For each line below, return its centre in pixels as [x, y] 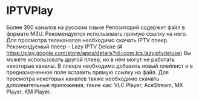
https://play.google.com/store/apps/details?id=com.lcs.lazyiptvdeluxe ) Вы [99, 53]
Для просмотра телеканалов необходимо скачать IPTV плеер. [87, 40]
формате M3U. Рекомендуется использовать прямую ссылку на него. [97, 33]
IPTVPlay [30, 11]
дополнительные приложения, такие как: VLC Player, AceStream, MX [95, 85]
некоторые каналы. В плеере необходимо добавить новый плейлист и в [100, 66]
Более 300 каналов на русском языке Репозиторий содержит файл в [96, 27]
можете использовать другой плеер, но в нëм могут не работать [91, 59]
